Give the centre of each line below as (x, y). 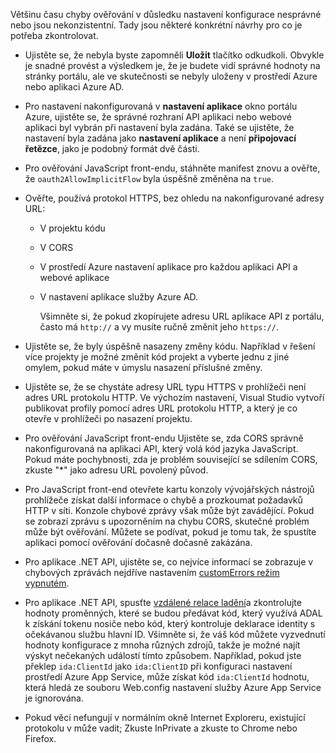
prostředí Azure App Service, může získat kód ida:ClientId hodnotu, (167, 677)
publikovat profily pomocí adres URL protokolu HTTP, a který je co (161, 408)
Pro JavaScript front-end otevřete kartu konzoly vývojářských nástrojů (169, 489)
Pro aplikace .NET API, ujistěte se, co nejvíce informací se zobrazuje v (169, 562)
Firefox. (40, 738)
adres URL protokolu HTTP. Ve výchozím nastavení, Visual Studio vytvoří (174, 397)
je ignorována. (54, 698)
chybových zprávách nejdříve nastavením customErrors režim (152, 572)
